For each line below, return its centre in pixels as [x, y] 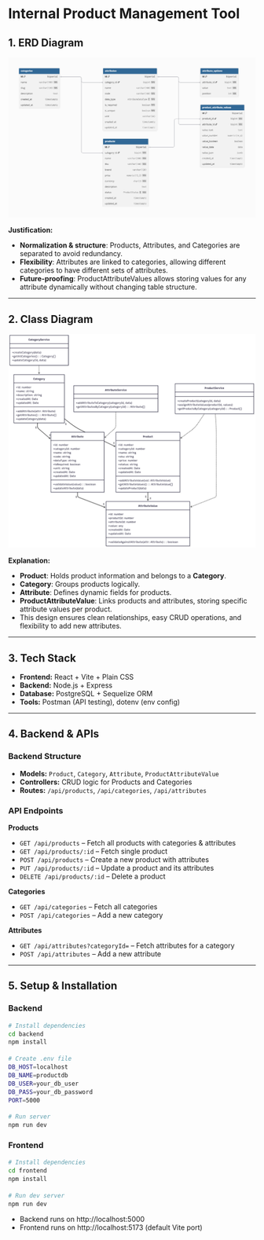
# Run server [29, 1117]
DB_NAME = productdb [38, 1075]
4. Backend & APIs [54, 734]
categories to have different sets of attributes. [94, 270]
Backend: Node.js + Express [66, 685]
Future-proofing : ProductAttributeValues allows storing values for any [133, 279]
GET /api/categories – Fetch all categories [88, 907]
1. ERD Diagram [46, 43]
